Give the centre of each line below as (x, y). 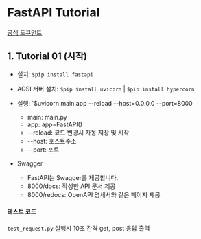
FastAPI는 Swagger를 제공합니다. (73, 177)
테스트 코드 (22, 212)
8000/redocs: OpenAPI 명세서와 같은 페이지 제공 (94, 194)
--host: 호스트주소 (52, 141)
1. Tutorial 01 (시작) (47, 56)
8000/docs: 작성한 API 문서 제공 (71, 186)
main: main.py (47, 117)
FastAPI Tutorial (54, 13)
